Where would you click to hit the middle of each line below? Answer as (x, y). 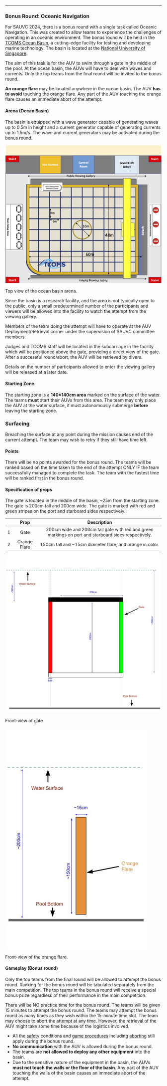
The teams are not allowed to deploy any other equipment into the (81, 1052)
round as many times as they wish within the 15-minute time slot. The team (82, 1016)
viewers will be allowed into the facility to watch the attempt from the (76, 311)
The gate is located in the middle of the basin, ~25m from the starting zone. (83, 501)
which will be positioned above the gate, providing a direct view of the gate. (83, 352)
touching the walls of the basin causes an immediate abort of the (79, 1073)
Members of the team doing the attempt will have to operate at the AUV (78, 326)
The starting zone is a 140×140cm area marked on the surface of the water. (83, 395)
